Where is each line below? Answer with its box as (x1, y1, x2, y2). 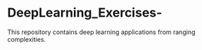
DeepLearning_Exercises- (7, 5, 163, 21)
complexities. (7, 35, 46, 43)
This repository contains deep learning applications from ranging (7, 28, 196, 36)
